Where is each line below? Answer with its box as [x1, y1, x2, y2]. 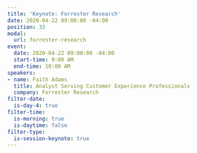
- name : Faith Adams [7, 75, 68, 83]
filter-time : [7, 109, 46, 116]
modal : [7, 30, 27, 37]
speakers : [7, 69, 37, 76]
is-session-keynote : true [13, 135, 90, 142]
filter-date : [7, 96, 46, 103]
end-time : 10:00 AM [13, 63, 71, 70]
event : [7, 43, 27, 50]
